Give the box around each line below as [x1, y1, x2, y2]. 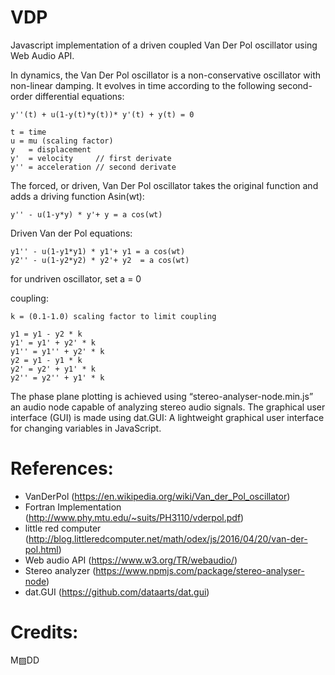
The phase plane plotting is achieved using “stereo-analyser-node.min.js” [10, 390, 314, 402]
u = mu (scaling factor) [10, 136, 114, 146]
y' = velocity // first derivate [10, 153, 172, 163]
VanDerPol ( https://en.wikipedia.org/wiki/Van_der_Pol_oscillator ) [24, 490, 291, 502]
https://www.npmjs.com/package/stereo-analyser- [95, 564, 305, 576]
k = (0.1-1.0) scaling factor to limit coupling [10, 311, 217, 321]
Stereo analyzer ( [24, 564, 97, 576]
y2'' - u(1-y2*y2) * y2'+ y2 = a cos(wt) [10, 255, 190, 265]
